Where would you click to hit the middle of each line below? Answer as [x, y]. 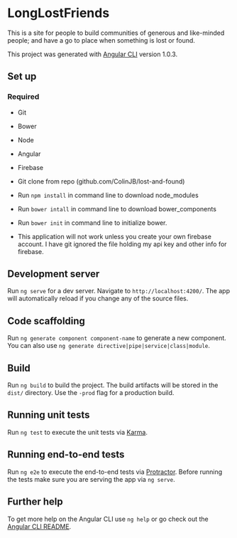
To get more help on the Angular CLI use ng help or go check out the [108, 519]
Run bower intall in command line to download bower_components [117, 209]
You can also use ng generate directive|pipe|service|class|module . [109, 346]
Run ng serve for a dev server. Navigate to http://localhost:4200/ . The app [119, 291]
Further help [35, 502]
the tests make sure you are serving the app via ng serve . [91, 479]
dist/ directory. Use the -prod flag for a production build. [91, 393]
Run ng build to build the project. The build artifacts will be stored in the [113, 385]
